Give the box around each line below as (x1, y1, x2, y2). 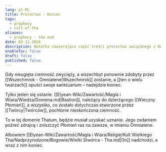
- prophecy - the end (9, 35, 54, 40)
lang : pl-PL (5, 7, 30, 12)
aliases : (5, 30, 23, 35)
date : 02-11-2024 (5, 40, 41, 45)
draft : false (5, 53, 32, 58)
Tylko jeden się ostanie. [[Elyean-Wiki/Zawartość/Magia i (5, 92, 121, 98)
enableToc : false (5, 49, 41, 53)
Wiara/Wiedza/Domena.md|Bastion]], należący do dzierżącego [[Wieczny (5, 97, 156, 103)
